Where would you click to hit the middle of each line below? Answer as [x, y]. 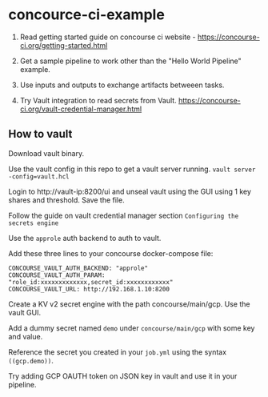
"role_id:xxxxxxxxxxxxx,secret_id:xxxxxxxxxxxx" [91, 282]
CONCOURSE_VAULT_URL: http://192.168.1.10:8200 [89, 289]
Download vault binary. [46, 153]
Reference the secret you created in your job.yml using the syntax [117, 352]
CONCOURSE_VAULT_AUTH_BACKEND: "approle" [78, 268]
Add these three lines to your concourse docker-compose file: [111, 253]
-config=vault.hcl [39, 176]
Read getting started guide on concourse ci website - [108, 37]
